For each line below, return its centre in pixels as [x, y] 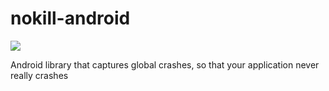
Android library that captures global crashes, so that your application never [165, 64]
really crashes [39, 75]
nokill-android [70, 18]
